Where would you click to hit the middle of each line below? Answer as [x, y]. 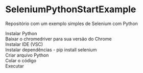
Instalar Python [21, 33]
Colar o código [21, 60]
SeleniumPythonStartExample [71, 9]
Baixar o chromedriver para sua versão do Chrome [58, 39]
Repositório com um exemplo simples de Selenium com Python [71, 23]
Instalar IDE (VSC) [24, 44]
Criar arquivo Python [27, 55]
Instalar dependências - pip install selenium [51, 50]
